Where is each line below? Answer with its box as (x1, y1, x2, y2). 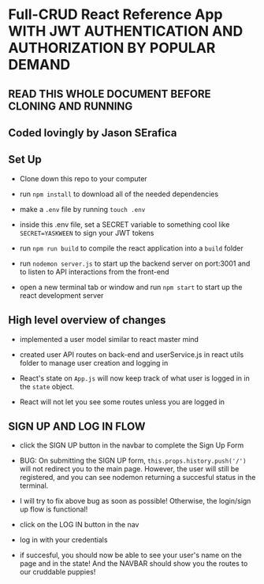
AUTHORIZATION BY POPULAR (8, 39, 216, 57)
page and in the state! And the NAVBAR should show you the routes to (19, 559, 248, 568)
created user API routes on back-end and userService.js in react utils (19, 349, 244, 359)
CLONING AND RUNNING (8, 99, 133, 113)
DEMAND (8, 56, 71, 74)
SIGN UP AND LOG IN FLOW (8, 419, 146, 433)
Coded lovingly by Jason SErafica (8, 126, 177, 139)
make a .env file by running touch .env (19, 204, 146, 214)
